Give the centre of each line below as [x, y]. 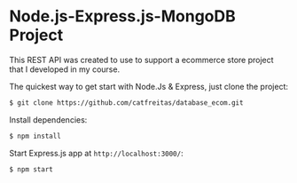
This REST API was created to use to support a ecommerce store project [141, 60]
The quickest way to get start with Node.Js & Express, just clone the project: [149, 86]
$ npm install [35, 136]
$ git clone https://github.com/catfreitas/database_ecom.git [126, 103]
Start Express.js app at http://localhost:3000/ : [96, 153]
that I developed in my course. [65, 69]
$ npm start [31, 169]
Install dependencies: [48, 119]
